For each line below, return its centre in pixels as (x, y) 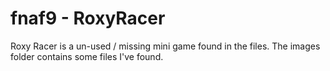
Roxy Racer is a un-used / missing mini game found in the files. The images (165, 46)
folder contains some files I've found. (87, 56)
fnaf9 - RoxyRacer (88, 18)
